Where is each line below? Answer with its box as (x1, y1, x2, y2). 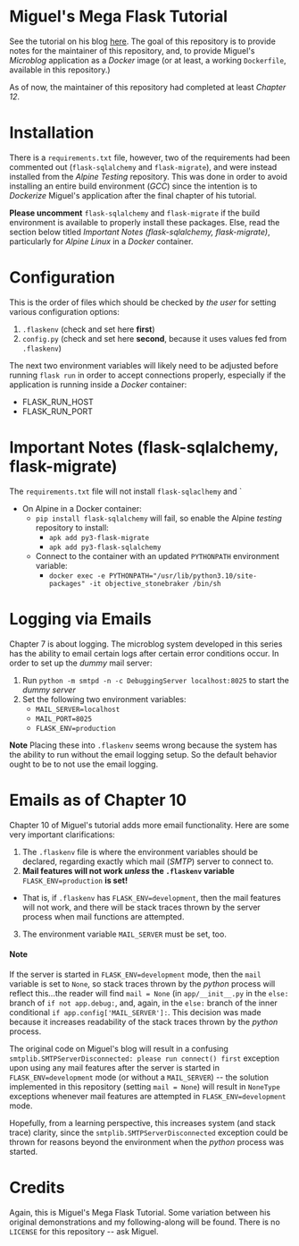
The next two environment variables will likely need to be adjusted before (9, 360, 278, 370)
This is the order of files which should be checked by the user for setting (9, 297, 277, 308)
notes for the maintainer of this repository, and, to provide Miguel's (9, 45, 256, 55)
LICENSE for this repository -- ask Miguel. (9, 1225, 159, 1236)
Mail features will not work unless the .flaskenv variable (21, 865, 235, 876)
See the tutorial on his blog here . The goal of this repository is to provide (9, 36, 277, 47)
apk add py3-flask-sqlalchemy (48, 543, 162, 552)
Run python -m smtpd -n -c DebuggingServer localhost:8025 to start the (21, 674, 290, 685)
